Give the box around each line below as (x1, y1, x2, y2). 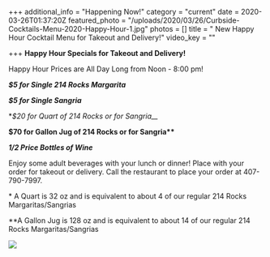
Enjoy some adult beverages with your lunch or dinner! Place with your (8, 158, 245, 168)
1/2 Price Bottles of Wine (8, 143, 93, 152)
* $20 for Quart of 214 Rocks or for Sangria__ (8, 111, 158, 121)
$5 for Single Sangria (8, 96, 83, 105)
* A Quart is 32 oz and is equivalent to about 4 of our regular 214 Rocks (8, 191, 247, 201)
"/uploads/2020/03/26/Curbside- (127, 15, 240, 25)
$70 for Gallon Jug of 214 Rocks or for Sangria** (8, 127, 175, 136)
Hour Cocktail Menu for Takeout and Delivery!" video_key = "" (8, 32, 216, 42)
